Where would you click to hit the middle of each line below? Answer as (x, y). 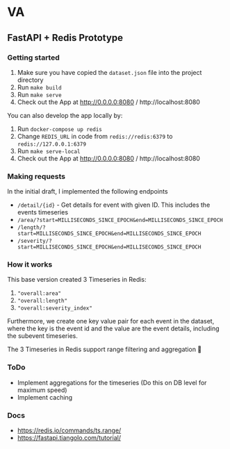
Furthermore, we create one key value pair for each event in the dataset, (111, 321)
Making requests (36, 176)
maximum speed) (42, 390)
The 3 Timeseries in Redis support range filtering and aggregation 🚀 (105, 349)
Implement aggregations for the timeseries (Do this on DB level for (112, 382)
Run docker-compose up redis (59, 128)
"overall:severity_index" (55, 308)
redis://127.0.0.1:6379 (52, 144)
